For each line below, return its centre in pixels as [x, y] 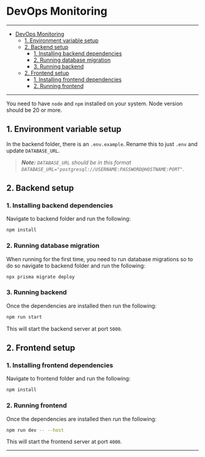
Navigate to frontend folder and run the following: [69, 379]
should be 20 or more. [34, 110]
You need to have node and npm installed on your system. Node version [95, 103]
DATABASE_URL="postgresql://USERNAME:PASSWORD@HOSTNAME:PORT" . [103, 169]
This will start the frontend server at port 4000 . [64, 442]
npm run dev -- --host [35, 430]
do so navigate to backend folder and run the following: [76, 266]
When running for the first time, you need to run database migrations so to [100, 259]
